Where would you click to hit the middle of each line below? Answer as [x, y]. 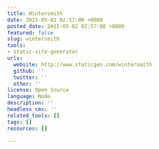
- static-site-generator [43, 52]
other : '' [27, 84]
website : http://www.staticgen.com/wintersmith [83, 65]
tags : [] [20, 122]
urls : [15, 58]
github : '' [29, 71]
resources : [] [28, 128]
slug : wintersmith [33, 39]
